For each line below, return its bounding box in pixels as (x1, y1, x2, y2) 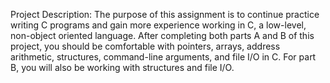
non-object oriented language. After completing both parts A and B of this (10, 30, 315, 41)
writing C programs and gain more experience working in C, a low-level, (10, 19, 307, 31)
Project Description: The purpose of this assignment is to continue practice (10, 9, 320, 20)
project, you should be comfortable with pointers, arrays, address (10, 40, 281, 52)
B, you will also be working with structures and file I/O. (10, 62, 235, 73)
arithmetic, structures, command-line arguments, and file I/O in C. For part (10, 51, 317, 63)
